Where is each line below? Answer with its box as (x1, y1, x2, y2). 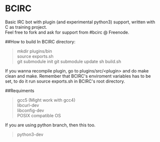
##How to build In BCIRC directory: (5, 38, 76, 44)
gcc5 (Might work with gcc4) (17, 97, 76, 103)
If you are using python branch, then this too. (5, 122, 96, 128)
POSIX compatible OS (17, 112, 61, 118)
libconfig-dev (17, 107, 44, 113)
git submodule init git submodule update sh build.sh (17, 58, 121, 64)
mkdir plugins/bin (17, 48, 52, 54)
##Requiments (5, 88, 35, 93)
